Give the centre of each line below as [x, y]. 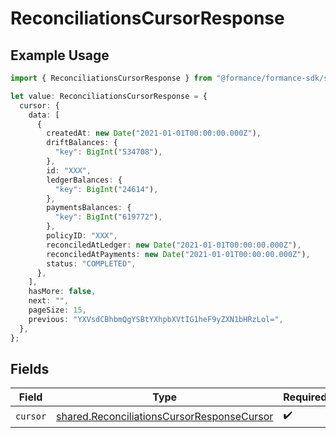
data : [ [44, 115]
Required [305, 397]
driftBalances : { [82, 143]
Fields [30, 368]
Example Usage [60, 55]
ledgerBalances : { [84, 180]
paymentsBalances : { [89, 208]
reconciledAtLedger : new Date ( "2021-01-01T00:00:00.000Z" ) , [174, 245]
